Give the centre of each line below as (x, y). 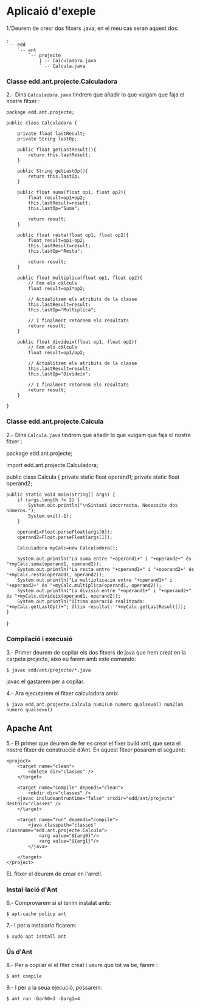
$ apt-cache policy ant (36, 914)
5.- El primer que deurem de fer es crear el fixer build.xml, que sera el (94, 743)
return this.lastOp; (54, 176)
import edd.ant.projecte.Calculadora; (52, 465)
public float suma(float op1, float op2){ (72, 193)
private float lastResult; (51, 134)
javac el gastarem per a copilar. (46, 681)
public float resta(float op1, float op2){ (73, 235)
